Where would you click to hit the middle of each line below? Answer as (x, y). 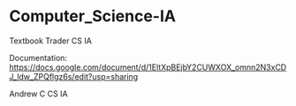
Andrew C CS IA (38, 94)
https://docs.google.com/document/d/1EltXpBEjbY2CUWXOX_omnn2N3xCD (148, 67)
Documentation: (38, 57)
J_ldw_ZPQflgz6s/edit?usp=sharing (74, 76)
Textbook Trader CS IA (51, 41)
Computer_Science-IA (93, 16)
